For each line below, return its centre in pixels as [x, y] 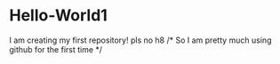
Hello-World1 [59, 16]
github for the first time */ [56, 49]
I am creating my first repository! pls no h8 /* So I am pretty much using [140, 40]
